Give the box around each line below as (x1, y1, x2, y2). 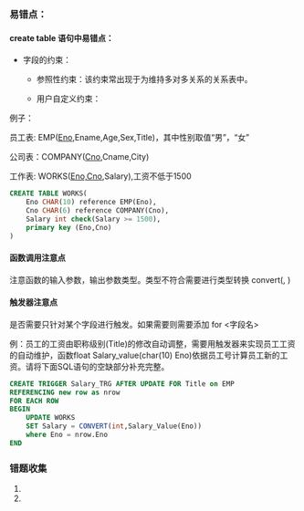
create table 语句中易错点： (9, 32, 114, 43)
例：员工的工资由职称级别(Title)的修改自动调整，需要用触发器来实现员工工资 (9, 338, 296, 349)
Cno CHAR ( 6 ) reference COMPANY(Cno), (26, 205, 170, 215)
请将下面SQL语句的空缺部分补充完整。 (25, 360, 170, 371)
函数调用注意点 (9, 252, 66, 263)
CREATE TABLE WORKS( (9, 189, 89, 198)
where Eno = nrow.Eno (26, 431, 108, 440)
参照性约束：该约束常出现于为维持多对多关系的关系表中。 (36, 74, 253, 85)
